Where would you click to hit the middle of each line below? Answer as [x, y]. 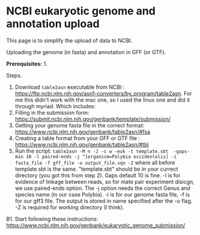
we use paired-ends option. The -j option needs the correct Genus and [102, 188]
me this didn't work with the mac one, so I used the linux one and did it [102, 100]
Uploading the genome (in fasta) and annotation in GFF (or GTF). [86, 52]
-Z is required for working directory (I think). [69, 207]
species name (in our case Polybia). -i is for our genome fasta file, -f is [102, 194]
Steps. [14, 75]
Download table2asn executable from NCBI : [70, 87]
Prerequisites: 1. [27, 64]
